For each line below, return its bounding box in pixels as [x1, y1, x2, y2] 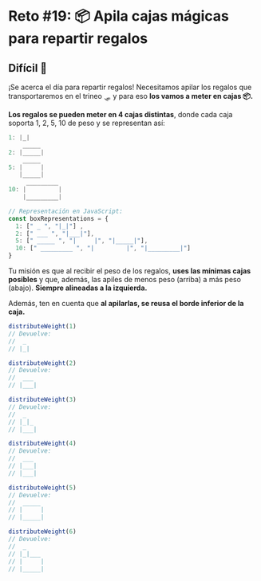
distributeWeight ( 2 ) [8, 359, 77, 367]
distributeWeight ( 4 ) [8, 440, 77, 448]
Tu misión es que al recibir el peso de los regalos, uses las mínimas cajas [8, 266, 251, 276]
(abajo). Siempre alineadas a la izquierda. [8, 283, 148, 292]
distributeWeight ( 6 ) [8, 528, 77, 536]
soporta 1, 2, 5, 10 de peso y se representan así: [8, 118, 165, 128]
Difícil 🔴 [8, 61, 48, 75]
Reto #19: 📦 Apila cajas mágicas [8, 7, 229, 26]
